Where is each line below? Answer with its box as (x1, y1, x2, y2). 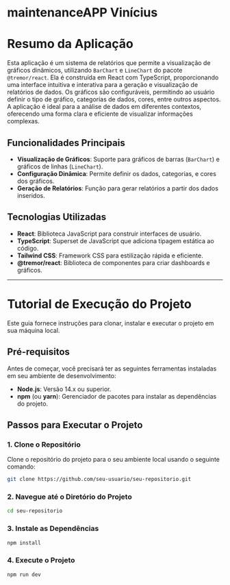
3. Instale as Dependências (7, 524, 99, 534)
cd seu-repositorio (7, 508, 63, 514)
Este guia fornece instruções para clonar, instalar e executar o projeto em (7, 319, 214, 327)
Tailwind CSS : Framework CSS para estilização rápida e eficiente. (16, 251, 203, 260)
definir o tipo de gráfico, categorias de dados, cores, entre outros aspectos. (7, 95, 221, 103)
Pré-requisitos (7, 346, 71, 358)
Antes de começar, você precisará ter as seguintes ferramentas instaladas (7, 364, 217, 373)
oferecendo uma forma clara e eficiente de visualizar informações (7, 110, 193, 118)
